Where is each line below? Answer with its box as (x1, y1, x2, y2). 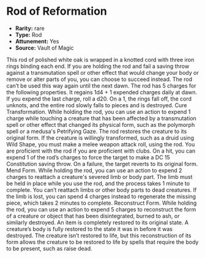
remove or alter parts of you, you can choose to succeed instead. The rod (6, 75, 193, 83)
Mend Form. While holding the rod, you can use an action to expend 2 (6, 167, 182, 174)
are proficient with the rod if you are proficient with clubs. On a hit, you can (6, 147, 196, 154)
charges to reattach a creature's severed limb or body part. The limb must (6, 173, 193, 180)
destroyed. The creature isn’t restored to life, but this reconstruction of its (6, 232, 192, 239)
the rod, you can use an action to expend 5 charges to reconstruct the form (6, 205, 196, 213)
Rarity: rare (15, 25, 45, 32)
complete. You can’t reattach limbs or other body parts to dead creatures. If (6, 186, 197, 194)
